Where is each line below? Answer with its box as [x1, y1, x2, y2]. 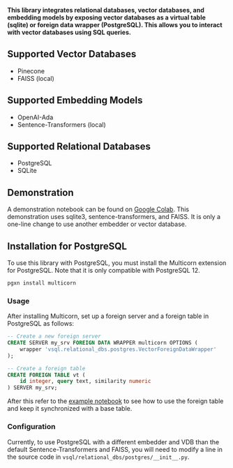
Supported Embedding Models [7, 94, 143, 107]
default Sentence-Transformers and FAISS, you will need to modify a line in [7, 445, 223, 453]
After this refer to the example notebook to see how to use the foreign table [7, 397, 224, 405]
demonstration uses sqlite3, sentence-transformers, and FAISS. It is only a [7, 213, 221, 221]
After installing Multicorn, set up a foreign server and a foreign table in [7, 312, 209, 320]
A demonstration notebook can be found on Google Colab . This [7, 205, 190, 213]
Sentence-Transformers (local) [17, 120, 106, 128]
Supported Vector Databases [7, 48, 137, 60]
